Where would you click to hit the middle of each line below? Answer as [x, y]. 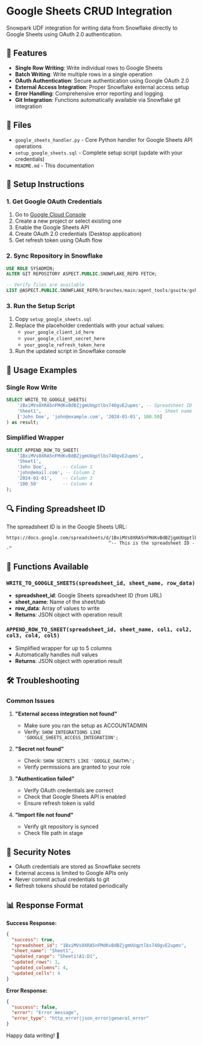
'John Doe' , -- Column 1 [55, 467]
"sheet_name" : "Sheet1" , [43, 951]
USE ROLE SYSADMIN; [31, 268]
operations [28, 146]
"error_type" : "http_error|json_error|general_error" [80, 1018]
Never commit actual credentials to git [62, 879]
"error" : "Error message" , [45, 1013]
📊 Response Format [45, 905]
